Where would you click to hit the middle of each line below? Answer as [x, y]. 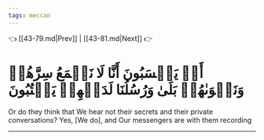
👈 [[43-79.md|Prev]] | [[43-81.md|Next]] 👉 [81, 38]
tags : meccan [29, 15]
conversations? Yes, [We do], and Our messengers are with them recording [130, 120]
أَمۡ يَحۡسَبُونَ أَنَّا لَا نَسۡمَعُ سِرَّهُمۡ [106, 73]
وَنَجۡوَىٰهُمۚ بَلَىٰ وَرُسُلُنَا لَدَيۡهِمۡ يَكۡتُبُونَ [126, 89]
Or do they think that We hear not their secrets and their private [111, 112]
